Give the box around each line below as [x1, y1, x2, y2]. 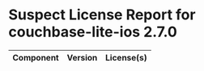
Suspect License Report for [8, 6, 196, 24]
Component [12, 52, 59, 63]
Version [66, 52, 98, 63]
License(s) [104, 52, 147, 63]
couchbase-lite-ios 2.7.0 [8, 23, 178, 41]
